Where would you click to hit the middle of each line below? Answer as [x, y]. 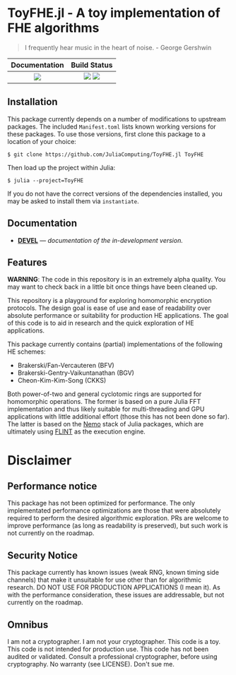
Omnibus [28, 625]
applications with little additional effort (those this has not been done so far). [118, 417]
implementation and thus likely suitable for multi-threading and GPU [106, 409]
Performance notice [52, 486]
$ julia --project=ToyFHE [45, 180]
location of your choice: [42, 141]
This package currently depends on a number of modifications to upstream [117, 119]
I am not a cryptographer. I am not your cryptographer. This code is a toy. [114, 641]
